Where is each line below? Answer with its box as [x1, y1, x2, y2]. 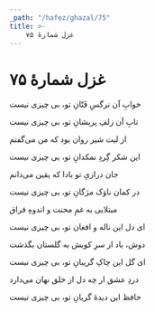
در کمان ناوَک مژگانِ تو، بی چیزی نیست [9, 186, 140, 197]
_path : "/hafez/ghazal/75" [9, 13, 111, 23]
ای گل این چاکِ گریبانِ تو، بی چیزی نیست [9, 257, 146, 268]
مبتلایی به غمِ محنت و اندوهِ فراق [9, 204, 118, 215]
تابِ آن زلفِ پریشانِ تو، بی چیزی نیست [9, 117, 139, 128]
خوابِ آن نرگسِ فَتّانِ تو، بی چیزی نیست [9, 99, 141, 109]
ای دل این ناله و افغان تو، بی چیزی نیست [9, 222, 146, 232]
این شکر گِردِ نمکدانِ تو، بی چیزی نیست [9, 151, 141, 163]
